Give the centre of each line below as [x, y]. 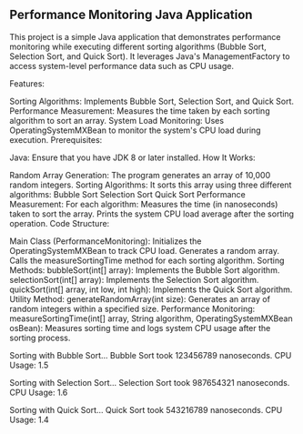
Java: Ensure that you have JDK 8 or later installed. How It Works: [133, 157]
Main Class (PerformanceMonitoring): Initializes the [106, 241]
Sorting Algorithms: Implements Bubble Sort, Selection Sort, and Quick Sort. [151, 101]
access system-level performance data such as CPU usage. [122, 66]
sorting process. [40, 338]
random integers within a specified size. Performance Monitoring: [132, 308]
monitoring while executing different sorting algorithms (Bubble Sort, [138, 46]
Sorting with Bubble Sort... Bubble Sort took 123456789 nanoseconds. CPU [151, 355]
